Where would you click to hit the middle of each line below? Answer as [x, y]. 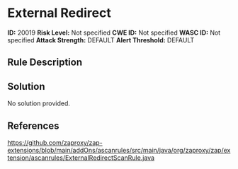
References [33, 126]
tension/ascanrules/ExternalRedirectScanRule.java [81, 158]
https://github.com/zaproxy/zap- [55, 142]
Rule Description [45, 63]
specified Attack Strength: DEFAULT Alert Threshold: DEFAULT [101, 40]
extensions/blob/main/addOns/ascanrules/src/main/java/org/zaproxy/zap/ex [119, 150]
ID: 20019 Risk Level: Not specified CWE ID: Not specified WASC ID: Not [114, 33]
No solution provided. [39, 103]
